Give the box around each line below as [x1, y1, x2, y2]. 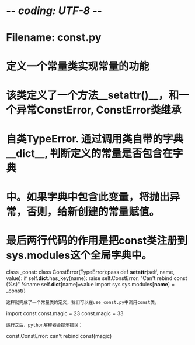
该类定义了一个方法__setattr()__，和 [6, 88, 179, 102]
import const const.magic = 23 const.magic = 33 [6, 310, 124, 317]
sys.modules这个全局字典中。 [6, 249, 152, 262]
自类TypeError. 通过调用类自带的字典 [6, 132, 184, 145]
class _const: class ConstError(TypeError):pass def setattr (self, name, [6, 268, 175, 276]
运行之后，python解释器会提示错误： [6, 322, 83, 329]
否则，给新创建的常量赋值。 [26, 205, 160, 218]
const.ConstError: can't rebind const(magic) [6, 333, 112, 340]
